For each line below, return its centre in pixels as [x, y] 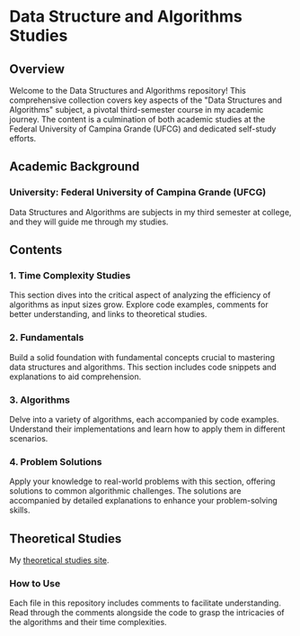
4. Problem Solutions [56, 461]
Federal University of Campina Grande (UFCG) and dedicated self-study [143, 129]
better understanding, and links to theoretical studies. [108, 314]
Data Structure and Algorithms [126, 17]
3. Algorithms [40, 400]
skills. [20, 510]
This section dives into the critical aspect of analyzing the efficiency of [140, 295]
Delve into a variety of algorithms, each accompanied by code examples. [145, 419]
